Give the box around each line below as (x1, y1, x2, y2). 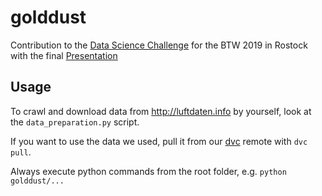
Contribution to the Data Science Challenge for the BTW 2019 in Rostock (10, 39, 308, 51)
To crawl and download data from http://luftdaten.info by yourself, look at (10, 105, 312, 117)
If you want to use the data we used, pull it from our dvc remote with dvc (10, 135, 308, 147)
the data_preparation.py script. (10, 116, 140, 128)
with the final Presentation (10, 49, 118, 61)
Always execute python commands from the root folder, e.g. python (10, 165, 287, 177)
